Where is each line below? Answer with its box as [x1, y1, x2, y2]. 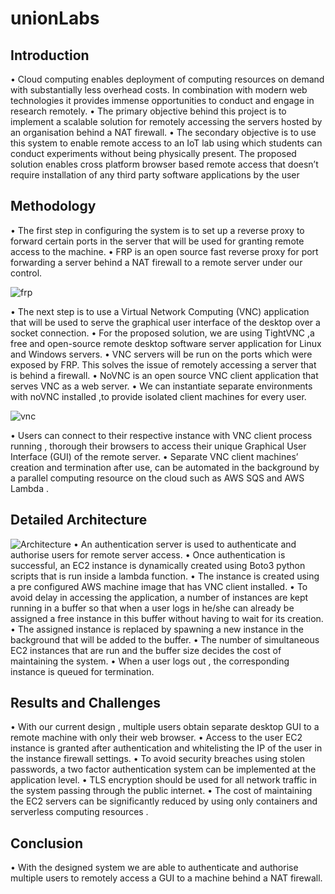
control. [10, 267, 43, 279]
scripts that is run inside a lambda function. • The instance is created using [10, 570, 320, 582]
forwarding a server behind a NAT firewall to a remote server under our [10, 256, 303, 268]
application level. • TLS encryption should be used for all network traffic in [10, 774, 318, 786]
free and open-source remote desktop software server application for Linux [10, 337, 322, 349]
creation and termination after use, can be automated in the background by [10, 461, 320, 473]
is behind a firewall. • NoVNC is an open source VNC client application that [10, 369, 319, 381]
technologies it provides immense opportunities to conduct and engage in [10, 95, 315, 106]
